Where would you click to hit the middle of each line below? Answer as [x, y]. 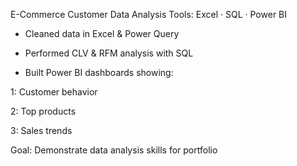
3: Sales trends [41, 130]
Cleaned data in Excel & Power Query [102, 33]
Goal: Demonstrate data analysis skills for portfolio [114, 150]
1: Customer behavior [54, 92]
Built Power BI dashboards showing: [99, 72]
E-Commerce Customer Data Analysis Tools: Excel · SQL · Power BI [149, 14]
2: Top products [43, 111]
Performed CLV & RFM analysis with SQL [109, 53]
